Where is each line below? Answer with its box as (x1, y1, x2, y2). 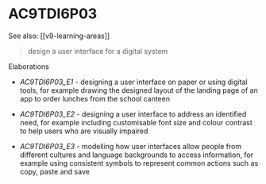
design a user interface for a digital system (27, 46, 168, 56)
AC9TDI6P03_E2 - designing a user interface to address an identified (19, 109, 247, 119)
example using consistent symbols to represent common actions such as (19, 158, 259, 167)
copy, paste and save (19, 167, 90, 176)
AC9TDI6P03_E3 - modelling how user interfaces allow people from (19, 141, 242, 151)
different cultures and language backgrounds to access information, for (19, 150, 254, 159)
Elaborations (8, 61, 49, 71)
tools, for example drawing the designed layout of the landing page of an (19, 85, 258, 95)
